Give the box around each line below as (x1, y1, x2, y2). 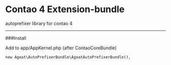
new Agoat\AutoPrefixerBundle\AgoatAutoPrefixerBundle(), (5, 54, 131, 59)
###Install (5, 35, 26, 41)
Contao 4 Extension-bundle (5, 4, 125, 15)
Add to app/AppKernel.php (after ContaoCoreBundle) (5, 45, 117, 51)
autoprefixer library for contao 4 (5, 20, 73, 26)
